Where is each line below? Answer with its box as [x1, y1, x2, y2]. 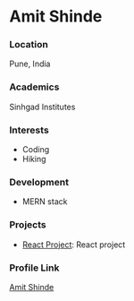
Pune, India [9, 58, 51, 69]
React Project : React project [21, 239, 126, 250]
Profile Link [9, 262, 60, 274]
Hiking [21, 154, 46, 165]
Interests [9, 124, 49, 136]
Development [9, 176, 70, 188]
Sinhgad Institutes [9, 101, 76, 112]
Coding [21, 144, 50, 155]
